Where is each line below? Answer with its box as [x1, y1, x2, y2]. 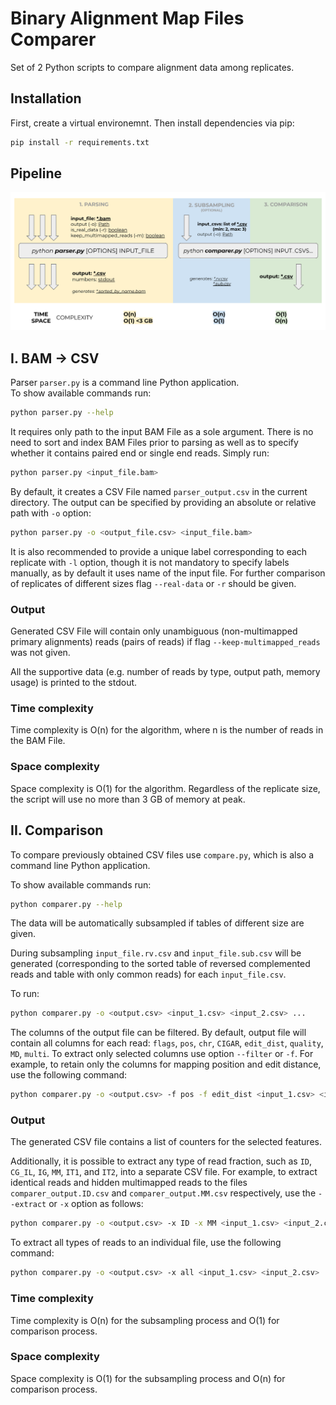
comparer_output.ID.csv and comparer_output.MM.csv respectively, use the [10, 1187, 317, 1199]
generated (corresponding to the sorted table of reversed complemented [10, 958, 311, 970]
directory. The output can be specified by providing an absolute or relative [10, 496, 317, 508]
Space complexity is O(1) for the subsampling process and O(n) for [10, 1372, 286, 1384]
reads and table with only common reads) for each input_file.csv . [10, 968, 287, 981]
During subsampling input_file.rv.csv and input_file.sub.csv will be [10, 947, 302, 959]
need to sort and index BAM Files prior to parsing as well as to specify [10, 437, 299, 449]
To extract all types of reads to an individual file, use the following [10, 1237, 282, 1249]
